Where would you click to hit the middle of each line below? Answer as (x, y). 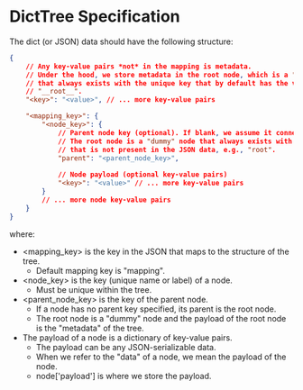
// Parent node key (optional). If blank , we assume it (165, 132)
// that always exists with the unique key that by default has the (157, 83)
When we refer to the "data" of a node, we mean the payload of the (161, 357)
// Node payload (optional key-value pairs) (142, 175)
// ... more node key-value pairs (106, 200)
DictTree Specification (95, 17)
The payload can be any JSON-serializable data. (126, 347)
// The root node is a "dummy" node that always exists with (175, 141)
